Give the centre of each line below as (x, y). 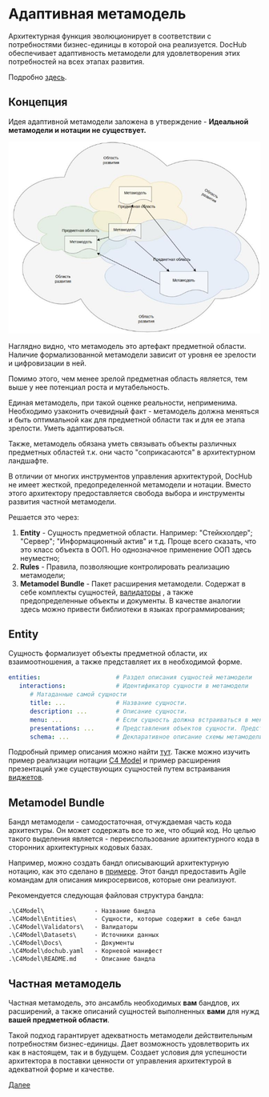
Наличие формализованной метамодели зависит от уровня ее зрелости (132, 354)
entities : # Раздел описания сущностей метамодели (130, 678)
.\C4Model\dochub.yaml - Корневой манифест (85, 951)
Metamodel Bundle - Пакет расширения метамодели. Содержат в (132, 583)
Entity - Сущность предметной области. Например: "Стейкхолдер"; (137, 532)
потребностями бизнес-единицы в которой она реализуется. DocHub (127, 44)
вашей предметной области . (59, 1020)
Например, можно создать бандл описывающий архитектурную (119, 863)
